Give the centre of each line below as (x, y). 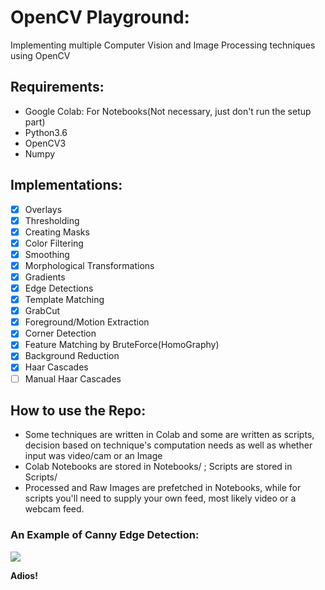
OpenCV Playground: (100, 17)
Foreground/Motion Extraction (87, 322)
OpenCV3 (45, 143)
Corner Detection (60, 333)
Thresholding (52, 220)
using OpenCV (40, 55)
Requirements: (57, 87)
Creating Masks (57, 232)
